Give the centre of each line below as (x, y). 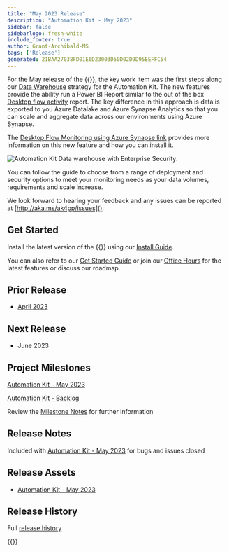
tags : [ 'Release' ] (34, 53)
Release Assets (42, 472)
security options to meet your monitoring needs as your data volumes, (108, 179)
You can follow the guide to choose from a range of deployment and (105, 172)
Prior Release (37, 290)
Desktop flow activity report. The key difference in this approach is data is (113, 102)
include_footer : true (39, 40)
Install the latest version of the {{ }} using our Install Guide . (91, 247)
